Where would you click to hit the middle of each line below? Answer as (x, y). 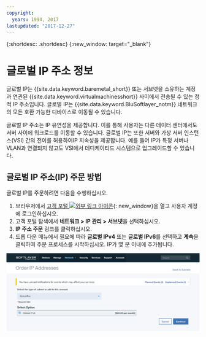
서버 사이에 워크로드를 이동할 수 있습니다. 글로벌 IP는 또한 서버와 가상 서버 (94, 133)
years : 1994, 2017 (36, 19)
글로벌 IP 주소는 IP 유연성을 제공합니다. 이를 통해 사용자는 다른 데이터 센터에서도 (102, 125)
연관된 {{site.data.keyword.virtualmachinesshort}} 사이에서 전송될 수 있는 (103, 97)
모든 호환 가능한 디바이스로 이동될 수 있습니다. (67, 112)
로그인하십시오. (40, 214)
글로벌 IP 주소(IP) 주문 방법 (54, 177)
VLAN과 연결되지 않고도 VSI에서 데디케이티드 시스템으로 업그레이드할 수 (93, 148)
